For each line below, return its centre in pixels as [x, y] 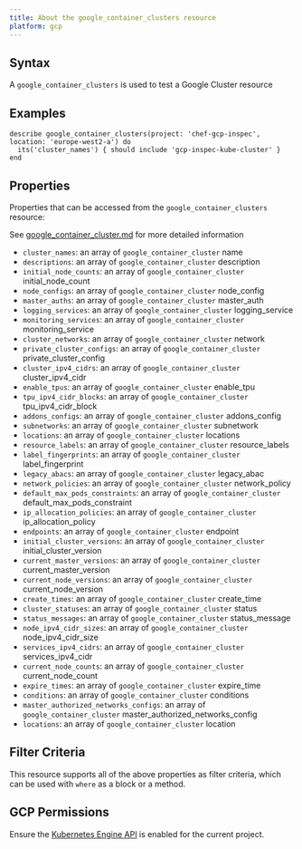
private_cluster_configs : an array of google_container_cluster [141, 348]
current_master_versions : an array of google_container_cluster [141, 560]
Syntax [30, 63]
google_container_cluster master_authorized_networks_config [140, 714]
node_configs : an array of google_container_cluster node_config [143, 290]
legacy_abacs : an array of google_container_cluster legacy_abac [143, 473]
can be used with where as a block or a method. [98, 784]
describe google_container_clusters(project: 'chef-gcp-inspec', [135, 134]
